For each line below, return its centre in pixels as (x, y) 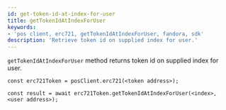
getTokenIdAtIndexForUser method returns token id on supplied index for (113, 60)
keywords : (22, 27)
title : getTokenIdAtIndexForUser (57, 21)
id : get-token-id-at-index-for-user (61, 14)
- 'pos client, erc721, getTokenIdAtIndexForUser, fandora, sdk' (106, 34)
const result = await (39, 94)
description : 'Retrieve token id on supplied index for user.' (103, 40)
